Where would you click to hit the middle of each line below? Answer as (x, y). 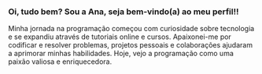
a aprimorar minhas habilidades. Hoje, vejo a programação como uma (121, 54)
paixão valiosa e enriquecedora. (60, 62)
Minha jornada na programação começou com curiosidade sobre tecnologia (131, 29)
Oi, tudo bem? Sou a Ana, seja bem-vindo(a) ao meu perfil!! (124, 12)
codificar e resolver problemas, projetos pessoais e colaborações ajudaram (131, 45)
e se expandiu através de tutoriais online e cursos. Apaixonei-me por (120, 37)
